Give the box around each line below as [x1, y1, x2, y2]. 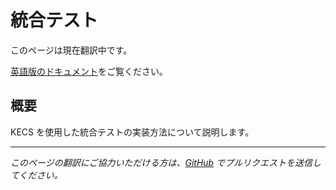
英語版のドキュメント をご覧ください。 [10, 65, 168, 77]
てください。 [10, 169, 63, 181]
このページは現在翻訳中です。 [10, 44, 133, 56]
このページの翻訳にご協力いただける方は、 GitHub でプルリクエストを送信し [10, 156, 322, 168]
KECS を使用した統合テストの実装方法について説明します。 [10, 126, 255, 138]
